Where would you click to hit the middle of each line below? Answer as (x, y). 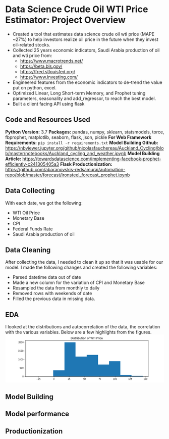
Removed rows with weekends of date (52, 294)
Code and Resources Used (48, 120)
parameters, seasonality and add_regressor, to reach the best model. (84, 98)
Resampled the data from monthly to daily (56, 288)
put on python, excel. (35, 87)
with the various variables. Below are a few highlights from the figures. (78, 332)
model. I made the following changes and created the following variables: (81, 267)
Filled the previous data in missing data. (54, 299)
